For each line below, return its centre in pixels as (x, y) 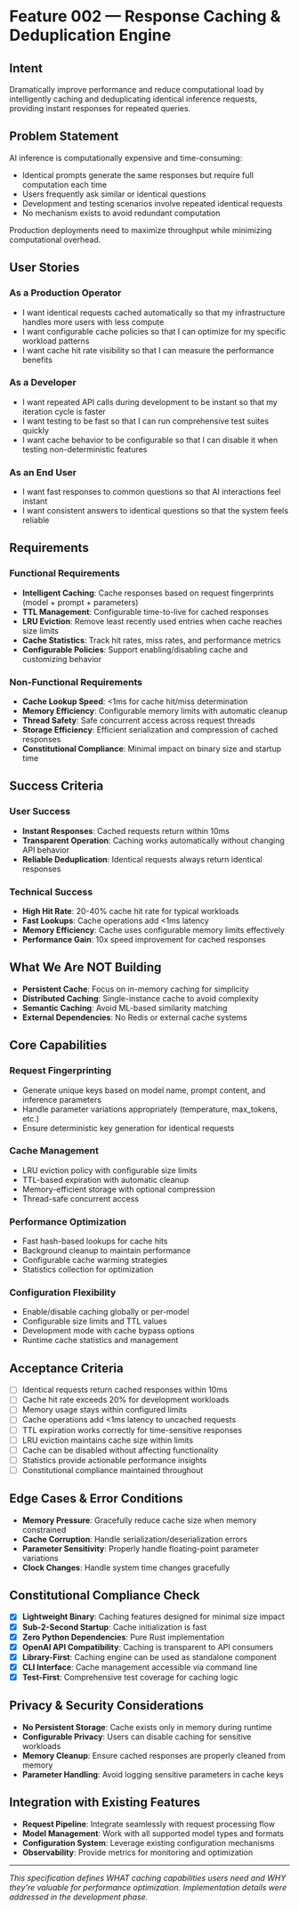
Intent (26, 68)
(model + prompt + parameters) (80, 602)
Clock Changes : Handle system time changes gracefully (126, 1567)
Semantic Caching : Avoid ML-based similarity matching (125, 1008)
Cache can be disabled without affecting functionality (120, 1450)
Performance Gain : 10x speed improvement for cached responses (144, 940)
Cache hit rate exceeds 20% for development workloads (125, 1400)
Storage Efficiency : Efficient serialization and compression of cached (150, 730)
